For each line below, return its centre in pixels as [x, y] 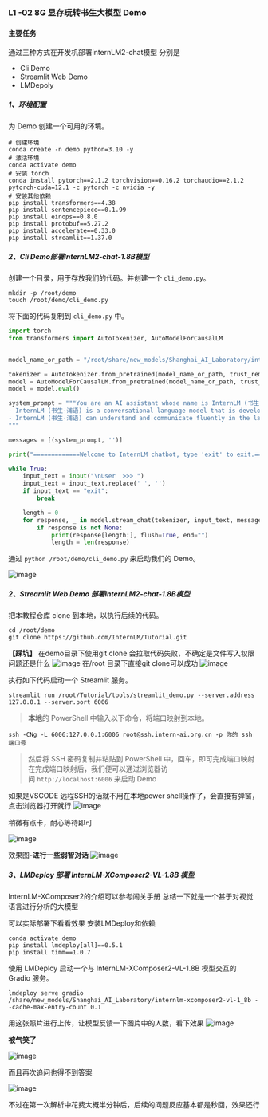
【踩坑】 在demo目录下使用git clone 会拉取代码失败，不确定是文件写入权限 [132, 653]
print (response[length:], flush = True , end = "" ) [130, 535]
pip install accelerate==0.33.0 [62, 231]
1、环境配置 [28, 104]
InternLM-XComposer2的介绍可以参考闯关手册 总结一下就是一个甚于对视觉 [131, 897]
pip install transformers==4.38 [62, 203]
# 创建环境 [24, 143]
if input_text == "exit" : [66, 491]
